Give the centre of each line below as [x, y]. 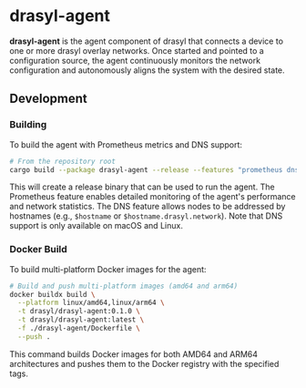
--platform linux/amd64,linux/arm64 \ [92, 303]
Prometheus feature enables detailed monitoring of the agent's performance [153, 197]
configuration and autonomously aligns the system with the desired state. [147, 70]
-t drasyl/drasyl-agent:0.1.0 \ [79, 311]
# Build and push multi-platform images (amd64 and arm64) [124, 286]
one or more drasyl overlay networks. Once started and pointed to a [137, 50]
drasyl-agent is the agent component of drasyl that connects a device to [147, 41]
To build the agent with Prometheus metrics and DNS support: [126, 144]
